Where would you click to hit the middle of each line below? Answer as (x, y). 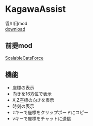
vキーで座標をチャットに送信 (42, 118)
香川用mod (16, 23)
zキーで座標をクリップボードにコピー (50, 112)
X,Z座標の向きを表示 (33, 100)
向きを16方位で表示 (32, 94)
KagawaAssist (35, 9)
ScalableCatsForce (24, 58)
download (15, 29)
